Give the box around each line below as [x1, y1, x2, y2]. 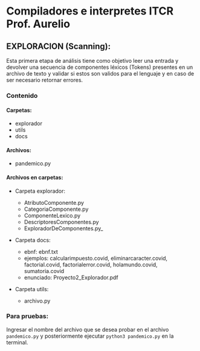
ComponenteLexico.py [24, 211, 81, 219]
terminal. [6, 338, 28, 346]
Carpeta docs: [15, 236, 51, 243]
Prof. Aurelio [6, 17, 71, 31]
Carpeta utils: [15, 285, 49, 292]
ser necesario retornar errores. [6, 77, 83, 83]
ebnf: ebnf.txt [24, 248, 59, 255]
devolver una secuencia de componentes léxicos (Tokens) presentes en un [6, 63, 193, 71]
